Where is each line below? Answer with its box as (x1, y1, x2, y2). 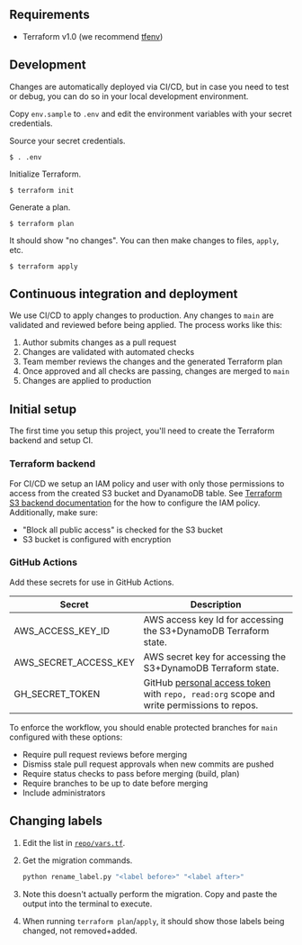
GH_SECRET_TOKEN (13, 687, 101, 700)
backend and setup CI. (9, 435, 93, 446)
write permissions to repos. (143, 698, 259, 711)
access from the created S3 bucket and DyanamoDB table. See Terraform (9, 487, 283, 498)
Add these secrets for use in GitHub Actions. (9, 577, 174, 587)
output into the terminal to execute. (22, 898, 153, 909)
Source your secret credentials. (9, 135, 126, 146)
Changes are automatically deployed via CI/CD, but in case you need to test (9, 81, 289, 92)
